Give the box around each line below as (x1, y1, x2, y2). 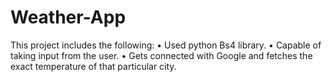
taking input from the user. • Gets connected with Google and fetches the (10, 49, 313, 61)
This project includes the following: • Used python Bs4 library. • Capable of (10, 39, 322, 51)
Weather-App (10, 6, 127, 29)
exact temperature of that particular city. (10, 60, 177, 72)
